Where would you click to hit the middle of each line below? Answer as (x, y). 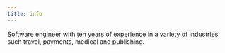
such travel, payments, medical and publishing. (76, 41)
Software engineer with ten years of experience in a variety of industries (113, 34)
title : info (25, 14)
